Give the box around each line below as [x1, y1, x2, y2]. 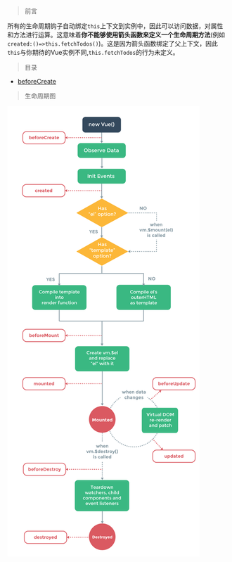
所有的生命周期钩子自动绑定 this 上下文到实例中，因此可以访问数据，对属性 [7, 22, 224, 30]
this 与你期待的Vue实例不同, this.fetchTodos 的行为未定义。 [7, 49, 179, 56]
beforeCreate [17, 77, 56, 85]
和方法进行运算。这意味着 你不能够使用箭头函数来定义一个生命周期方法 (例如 [7, 31, 226, 39]
